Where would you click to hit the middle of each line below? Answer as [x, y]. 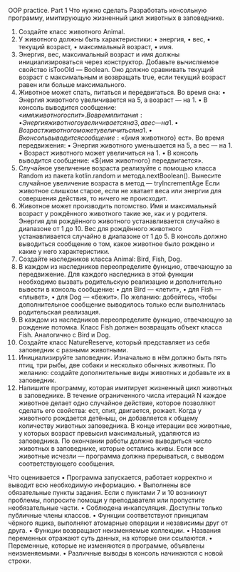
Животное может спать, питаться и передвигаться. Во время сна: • [122, 92]
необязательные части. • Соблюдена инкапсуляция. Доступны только [115, 508]
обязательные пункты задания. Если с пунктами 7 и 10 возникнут [108, 492]
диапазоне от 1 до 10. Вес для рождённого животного [100, 229]
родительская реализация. [59, 312]
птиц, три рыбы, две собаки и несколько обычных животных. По [117, 365]
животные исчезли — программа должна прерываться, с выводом [121, 456]
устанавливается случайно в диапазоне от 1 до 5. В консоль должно [122, 236]
